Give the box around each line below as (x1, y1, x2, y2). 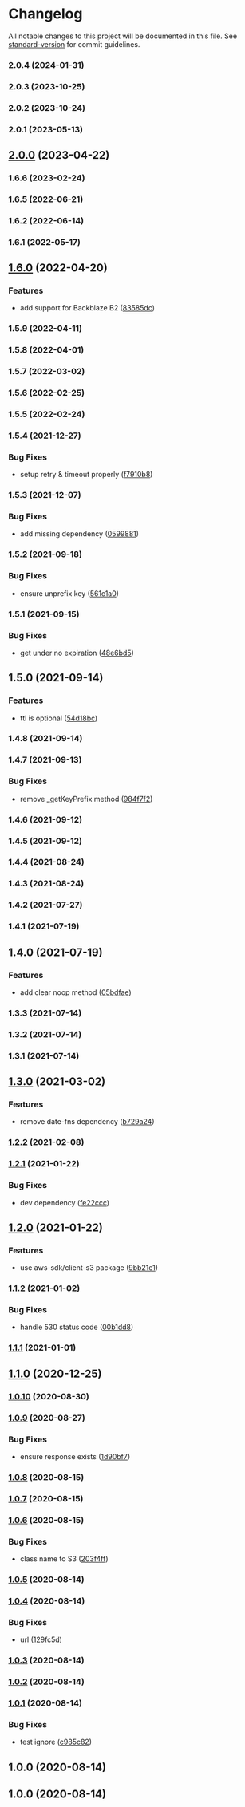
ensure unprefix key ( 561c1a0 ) (19, 588, 120, 598)
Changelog (8, 5, 83, 23)
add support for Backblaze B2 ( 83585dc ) (19, 303, 156, 313)
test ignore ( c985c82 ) (19, 1737, 92, 1747)
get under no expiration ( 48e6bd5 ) (19, 648, 134, 657)
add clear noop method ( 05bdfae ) (19, 987, 132, 997)
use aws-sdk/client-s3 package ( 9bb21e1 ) (19, 1263, 158, 1272)
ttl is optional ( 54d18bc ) (19, 713, 98, 723)
